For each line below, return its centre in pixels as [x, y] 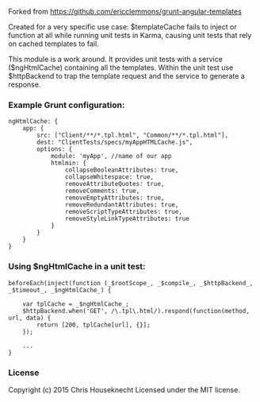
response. [25, 84]
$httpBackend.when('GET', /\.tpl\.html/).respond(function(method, [136, 311]
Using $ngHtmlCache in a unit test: [77, 267]
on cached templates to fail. [54, 44]
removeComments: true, [102, 191]
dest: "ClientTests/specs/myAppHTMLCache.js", [115, 142]
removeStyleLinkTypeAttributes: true [127, 219]
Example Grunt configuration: [67, 105]
